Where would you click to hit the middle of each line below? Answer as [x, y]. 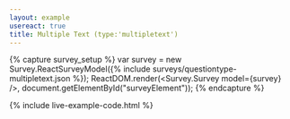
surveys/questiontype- [195, 69]
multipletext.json [40, 79]
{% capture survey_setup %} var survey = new [96, 60]
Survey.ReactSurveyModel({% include [80, 69]
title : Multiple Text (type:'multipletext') [94, 34]
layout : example [40, 17]
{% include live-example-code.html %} [82, 106]
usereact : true [38, 26]
